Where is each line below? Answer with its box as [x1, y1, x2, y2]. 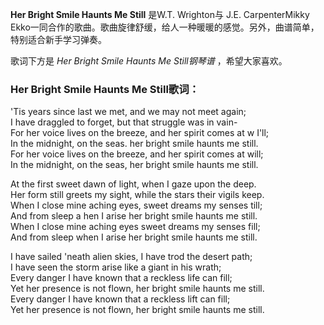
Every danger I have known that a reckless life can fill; [10, 272, 233, 284]
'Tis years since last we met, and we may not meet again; [10, 106, 247, 118]
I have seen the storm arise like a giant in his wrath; [10, 261, 222, 273]
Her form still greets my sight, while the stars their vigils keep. [10, 189, 265, 201]
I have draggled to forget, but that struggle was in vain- [10, 116, 238, 128]
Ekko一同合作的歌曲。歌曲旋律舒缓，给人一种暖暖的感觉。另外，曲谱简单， [10, 21, 320, 33]
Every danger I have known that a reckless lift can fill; [10, 293, 231, 305]
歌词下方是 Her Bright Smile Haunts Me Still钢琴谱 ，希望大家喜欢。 [10, 55, 288, 67]
